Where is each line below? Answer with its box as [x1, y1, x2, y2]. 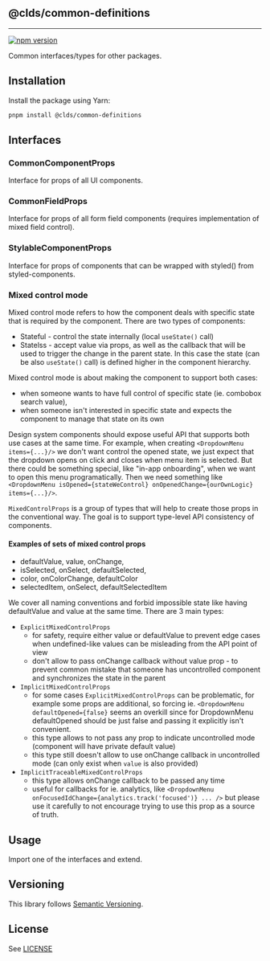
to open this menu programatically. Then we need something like [8, 472, 223, 482]
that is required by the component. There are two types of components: [8, 317, 246, 326]
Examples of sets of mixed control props [8, 538, 146, 549]
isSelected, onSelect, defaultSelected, [19, 566, 147, 575]
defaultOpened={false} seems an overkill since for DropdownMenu [31, 707, 254, 718]
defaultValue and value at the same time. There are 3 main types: [8, 607, 224, 616]
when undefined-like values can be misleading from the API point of [31, 639, 258, 649]
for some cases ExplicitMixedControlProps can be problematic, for [31, 690, 255, 700]
